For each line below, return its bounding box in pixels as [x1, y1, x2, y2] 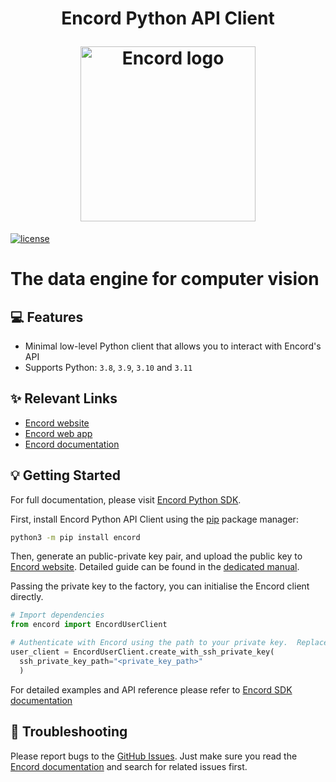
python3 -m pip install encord [10, 532, 141, 542]
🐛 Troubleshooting [10, 723, 128, 741]
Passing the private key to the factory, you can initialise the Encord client [10, 580, 310, 592]
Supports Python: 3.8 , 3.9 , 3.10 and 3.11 [24, 361, 193, 373]
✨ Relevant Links [10, 390, 118, 407]
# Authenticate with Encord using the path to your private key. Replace [10, 638, 329, 648]
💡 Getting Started [10, 467, 122, 484]
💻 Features [10, 308, 84, 326]
